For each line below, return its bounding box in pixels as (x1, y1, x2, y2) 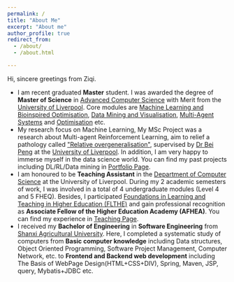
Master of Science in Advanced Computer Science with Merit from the (17, 95, 221, 104)
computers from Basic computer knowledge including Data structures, (17, 237, 223, 245)
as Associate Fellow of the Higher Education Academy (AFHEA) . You (17, 207, 220, 216)
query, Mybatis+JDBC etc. (17, 267, 94, 275)
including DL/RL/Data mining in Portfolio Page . (17, 162, 151, 171)
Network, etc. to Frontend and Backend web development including (17, 251, 215, 260)
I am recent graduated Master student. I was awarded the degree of (17, 88, 214, 97)
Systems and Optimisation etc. (17, 118, 106, 126)
